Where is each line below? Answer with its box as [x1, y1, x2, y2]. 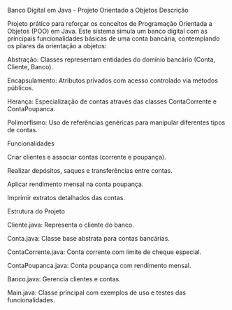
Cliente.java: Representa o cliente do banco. [7, 220, 135, 229]
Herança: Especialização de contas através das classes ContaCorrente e [7, 97, 217, 106]
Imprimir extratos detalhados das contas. [7, 194, 126, 202]
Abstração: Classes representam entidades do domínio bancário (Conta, [7, 55, 215, 64]
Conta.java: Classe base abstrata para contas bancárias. [7, 234, 170, 242]
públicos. [7, 84, 34, 92]
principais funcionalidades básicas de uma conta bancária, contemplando [7, 34, 220, 43]
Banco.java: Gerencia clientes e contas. [7, 275, 121, 283]
